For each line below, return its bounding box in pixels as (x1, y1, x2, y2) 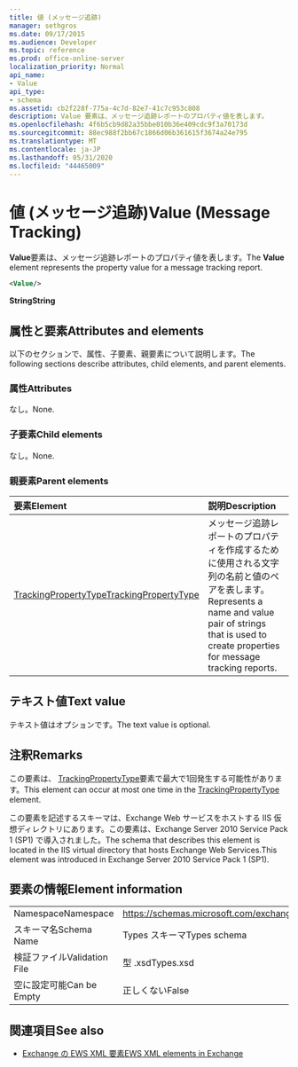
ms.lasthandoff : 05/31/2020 (9, 153, 114, 162)
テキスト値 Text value (9, 694, 126, 710)
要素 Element (13, 499, 67, 512)
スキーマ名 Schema (13, 923, 93, 936)
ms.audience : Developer (9, 37, 98, 47)
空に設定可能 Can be (13, 979, 98, 992)
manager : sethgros (9, 21, 77, 30)
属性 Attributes (9, 382, 73, 395)
